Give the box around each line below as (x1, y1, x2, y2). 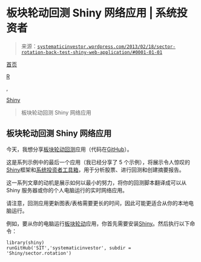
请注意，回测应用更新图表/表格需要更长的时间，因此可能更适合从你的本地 (6, 199, 189, 207)
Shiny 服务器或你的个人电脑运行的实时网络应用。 (6, 186, 128, 193)
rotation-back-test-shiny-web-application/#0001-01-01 (21, 49, 163, 55)
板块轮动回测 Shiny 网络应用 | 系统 (6, 6, 177, 20)
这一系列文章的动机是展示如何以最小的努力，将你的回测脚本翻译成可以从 (6, 179, 186, 186)
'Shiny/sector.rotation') (6, 250, 71, 256)
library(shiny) (6, 240, 45, 246)
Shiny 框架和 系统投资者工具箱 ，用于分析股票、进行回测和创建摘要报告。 (6, 166, 185, 173)
